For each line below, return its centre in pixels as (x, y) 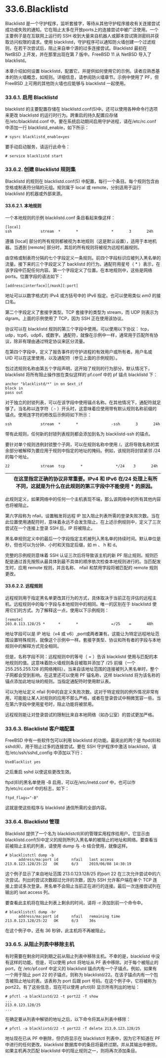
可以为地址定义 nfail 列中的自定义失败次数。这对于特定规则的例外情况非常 (80, 692)
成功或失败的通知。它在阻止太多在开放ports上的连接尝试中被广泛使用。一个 (82, 29)
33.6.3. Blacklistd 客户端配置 (40, 728)
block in (14, 388)
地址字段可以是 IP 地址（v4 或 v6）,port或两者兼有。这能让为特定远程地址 (80, 634)
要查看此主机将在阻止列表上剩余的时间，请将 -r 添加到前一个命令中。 (75, 902)
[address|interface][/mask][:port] (42, 286)
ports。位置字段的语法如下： (34, 276)
